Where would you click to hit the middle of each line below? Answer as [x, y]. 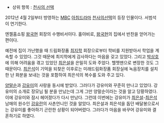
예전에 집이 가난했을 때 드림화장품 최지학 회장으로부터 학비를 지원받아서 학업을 [80, 51]
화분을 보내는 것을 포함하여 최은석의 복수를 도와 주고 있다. [70, 75]
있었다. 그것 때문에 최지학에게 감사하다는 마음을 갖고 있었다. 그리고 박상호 [89, 57]
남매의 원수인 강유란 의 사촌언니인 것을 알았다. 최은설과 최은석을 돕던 [70, 103]
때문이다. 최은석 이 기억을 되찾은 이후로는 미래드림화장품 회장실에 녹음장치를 [77, 69]
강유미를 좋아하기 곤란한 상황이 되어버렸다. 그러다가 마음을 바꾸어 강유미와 [81, 110]
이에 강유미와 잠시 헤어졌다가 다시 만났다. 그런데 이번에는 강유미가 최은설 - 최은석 [81, 97]
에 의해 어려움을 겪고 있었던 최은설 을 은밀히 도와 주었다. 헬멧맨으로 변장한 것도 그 [82, 63]
